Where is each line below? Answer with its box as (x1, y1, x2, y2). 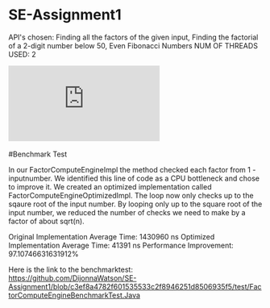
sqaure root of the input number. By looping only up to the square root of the (8, 199, 263, 209)
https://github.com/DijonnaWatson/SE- (8, 273, 137, 283)
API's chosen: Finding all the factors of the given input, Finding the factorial (8, 32, 259, 42)
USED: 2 (8, 49, 36, 59)
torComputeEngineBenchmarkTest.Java (8, 290, 141, 300)
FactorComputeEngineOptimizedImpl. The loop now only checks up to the (8, 190, 254, 200)
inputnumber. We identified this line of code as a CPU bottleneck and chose (8, 173, 260, 183)
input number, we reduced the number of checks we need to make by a (8, 207, 246, 217)
